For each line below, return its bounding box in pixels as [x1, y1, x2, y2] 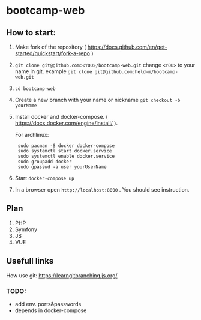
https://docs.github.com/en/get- [87, 43, 167, 50]
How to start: [6, 28, 56, 38]
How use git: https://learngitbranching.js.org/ [6, 271, 118, 279]
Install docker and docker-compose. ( [14, 113, 108, 120]
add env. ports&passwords [14, 300, 82, 307]
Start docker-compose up [14, 175, 74, 181]
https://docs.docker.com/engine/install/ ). [14, 119, 118, 127]
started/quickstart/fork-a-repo [14, 50, 90, 57]
